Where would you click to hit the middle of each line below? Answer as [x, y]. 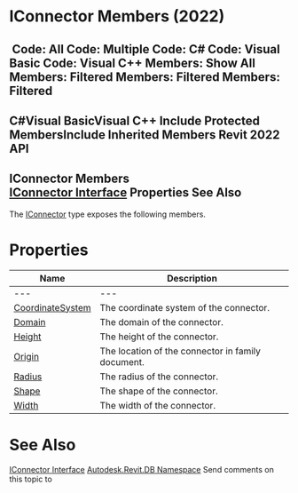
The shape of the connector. [159, 391]
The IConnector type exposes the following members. [108, 214]
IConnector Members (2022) [117, 16]
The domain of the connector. [161, 322]
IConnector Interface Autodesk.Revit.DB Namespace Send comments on [142, 469]
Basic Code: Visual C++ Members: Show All [132, 63]
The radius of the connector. [159, 377]
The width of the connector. [157, 405]
